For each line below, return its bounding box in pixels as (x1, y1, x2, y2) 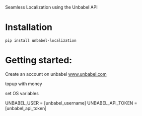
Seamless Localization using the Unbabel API (5, 4, 98, 10)
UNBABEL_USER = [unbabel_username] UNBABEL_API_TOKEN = (5, 100, 138, 106)
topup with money (5, 81, 42, 87)
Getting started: (5, 55, 72, 66)
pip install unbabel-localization (5, 38, 77, 43)
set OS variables (5, 90, 39, 96)
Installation (5, 22, 53, 33)
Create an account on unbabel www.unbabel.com (5, 71, 107, 77)
